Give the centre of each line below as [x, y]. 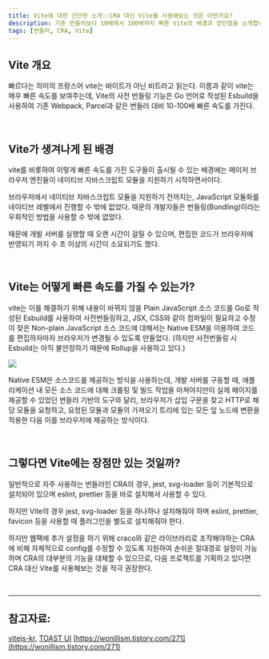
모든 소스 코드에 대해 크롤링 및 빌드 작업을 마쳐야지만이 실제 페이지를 [151, 390]
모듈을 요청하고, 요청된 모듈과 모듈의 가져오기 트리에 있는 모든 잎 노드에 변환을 [138, 410]
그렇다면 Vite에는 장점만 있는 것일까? [94, 463]
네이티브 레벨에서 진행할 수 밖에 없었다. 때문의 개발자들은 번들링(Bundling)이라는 [134, 207]
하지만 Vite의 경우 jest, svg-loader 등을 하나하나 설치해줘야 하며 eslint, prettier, [133, 511]
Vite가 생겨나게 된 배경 [61, 149]
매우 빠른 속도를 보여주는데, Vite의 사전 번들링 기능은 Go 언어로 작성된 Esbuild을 [134, 96]
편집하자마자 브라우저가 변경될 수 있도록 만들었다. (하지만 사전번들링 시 [127, 338]
